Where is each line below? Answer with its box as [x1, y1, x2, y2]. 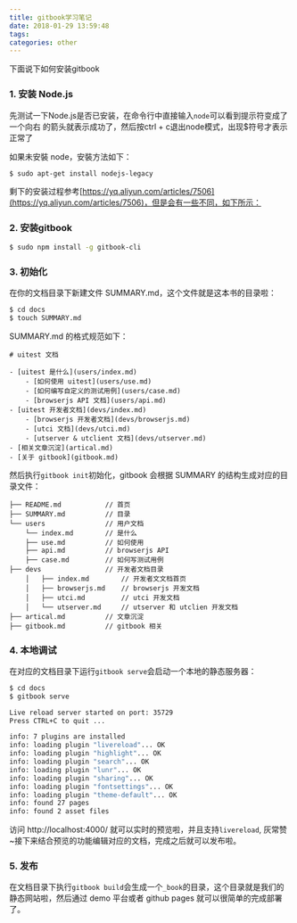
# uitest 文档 [9, 350, 60, 359]
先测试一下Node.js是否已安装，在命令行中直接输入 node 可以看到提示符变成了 [9, 110, 288, 120]
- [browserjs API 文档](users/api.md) [25, 396, 167, 405]
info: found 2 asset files [9, 807, 110, 816]
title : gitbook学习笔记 [9, 12, 92, 22]
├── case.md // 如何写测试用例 [25, 555, 164, 565]
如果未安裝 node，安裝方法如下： [9, 151, 132, 161]
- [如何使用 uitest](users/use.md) [25, 376, 153, 386]
